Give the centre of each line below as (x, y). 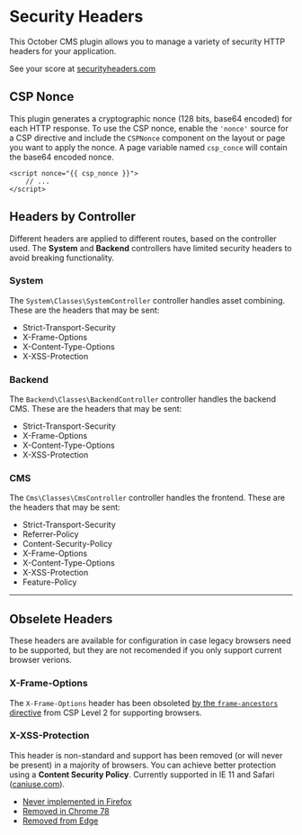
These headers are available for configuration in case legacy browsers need (151, 640)
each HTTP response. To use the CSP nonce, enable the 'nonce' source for (149, 128)
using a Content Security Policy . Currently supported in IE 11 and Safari (142, 774)
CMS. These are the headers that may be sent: (96, 409)
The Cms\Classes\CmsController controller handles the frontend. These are (147, 498)
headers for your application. (63, 50)
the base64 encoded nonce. (62, 157)
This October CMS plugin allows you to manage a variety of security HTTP (147, 41)
